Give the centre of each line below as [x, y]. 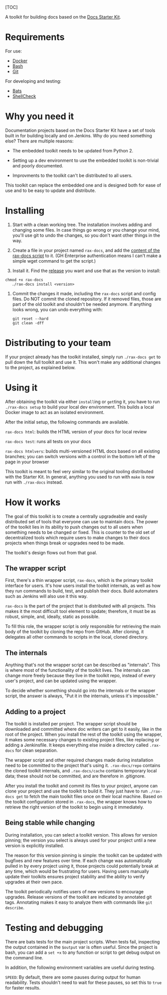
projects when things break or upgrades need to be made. [65, 543]
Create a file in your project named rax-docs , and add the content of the [86, 250]
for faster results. [23, 987]
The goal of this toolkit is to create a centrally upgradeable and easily [76, 516]
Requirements [35, 37]
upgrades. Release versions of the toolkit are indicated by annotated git [79, 897]
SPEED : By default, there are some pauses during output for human [73, 977]
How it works [33, 502]
